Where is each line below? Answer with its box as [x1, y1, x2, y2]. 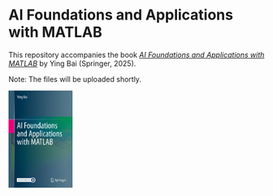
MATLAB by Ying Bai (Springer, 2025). [8, 59, 136, 68]
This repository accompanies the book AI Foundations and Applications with [8, 50, 265, 59]
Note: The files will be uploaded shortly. [8, 74, 142, 84]
